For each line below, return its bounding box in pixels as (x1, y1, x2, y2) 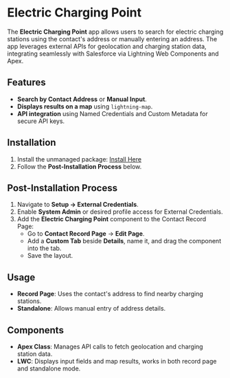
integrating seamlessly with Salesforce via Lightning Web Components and (7, 49, 219, 58)
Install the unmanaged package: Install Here (16, 155, 142, 163)
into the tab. (27, 244, 62, 252)
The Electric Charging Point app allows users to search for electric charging (7, 27, 224, 36)
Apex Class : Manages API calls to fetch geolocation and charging (16, 342, 204, 351)
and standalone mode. (16, 364, 81, 373)
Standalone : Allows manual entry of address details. (16, 304, 166, 313)
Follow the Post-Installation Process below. (16, 162, 142, 170)
